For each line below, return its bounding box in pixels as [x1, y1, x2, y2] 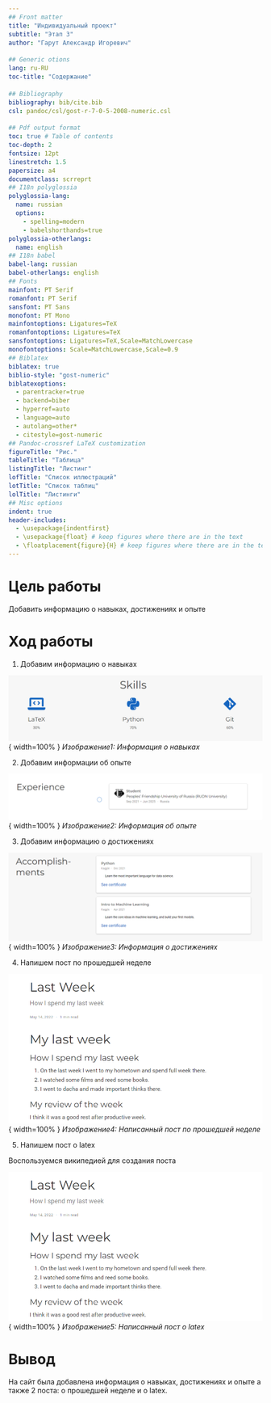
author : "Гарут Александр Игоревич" [8, 39, 131, 47]
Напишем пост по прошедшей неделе [19, 958, 152, 967]
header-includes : [8, 516, 67, 525]
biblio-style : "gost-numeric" [8, 371, 110, 379]
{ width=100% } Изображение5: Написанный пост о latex [8, 1321, 205, 1331]
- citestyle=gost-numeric [15, 431, 103, 439]
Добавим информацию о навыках [19, 659, 137, 668]
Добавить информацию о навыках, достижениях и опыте [8, 604, 206, 613]
